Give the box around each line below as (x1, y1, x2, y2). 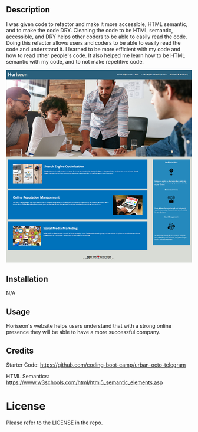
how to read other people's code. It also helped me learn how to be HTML (6, 52, 186, 59)
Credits (6, 345, 34, 355)
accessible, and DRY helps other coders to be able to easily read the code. (6, 33, 187, 40)
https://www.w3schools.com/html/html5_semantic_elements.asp (6, 379, 163, 386)
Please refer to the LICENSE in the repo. (6, 419, 103, 426)
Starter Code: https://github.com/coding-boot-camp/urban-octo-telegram (6, 361, 186, 368)
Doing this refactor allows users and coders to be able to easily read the (6, 39, 181, 46)
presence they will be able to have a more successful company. (6, 329, 161, 336)
